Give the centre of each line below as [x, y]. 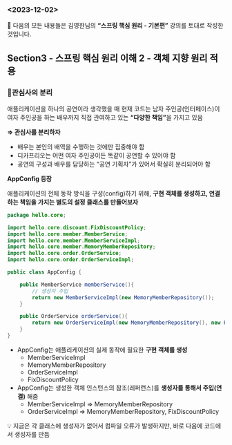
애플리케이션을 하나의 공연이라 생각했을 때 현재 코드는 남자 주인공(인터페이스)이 [114, 108]
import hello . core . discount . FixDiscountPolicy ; [77, 227]
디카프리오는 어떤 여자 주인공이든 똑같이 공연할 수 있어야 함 [96, 155]
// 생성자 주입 [50, 291]
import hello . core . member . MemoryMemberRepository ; [81, 247]
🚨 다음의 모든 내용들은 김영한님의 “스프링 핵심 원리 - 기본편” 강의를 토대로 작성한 [115, 26]
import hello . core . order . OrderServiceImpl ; [71, 260]
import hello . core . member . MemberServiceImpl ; [74, 240]
